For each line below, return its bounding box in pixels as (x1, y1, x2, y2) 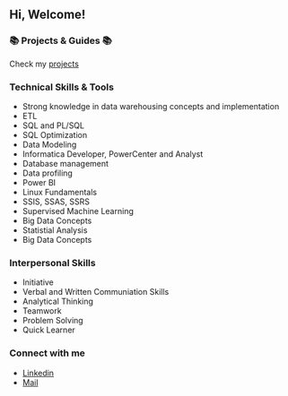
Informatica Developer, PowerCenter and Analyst (22, 148, 204, 159)
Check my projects (9, 58, 79, 69)
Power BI (22, 176, 57, 187)
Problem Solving (22, 315, 83, 326)
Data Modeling (22, 139, 77, 150)
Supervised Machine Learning (22, 205, 135, 216)
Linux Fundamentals (22, 186, 97, 197)
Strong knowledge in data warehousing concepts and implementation (22, 100, 280, 111)
